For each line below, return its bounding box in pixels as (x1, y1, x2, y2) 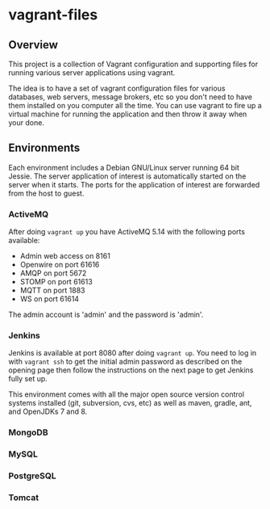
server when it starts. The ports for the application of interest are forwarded (8, 179, 260, 189)
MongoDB (8, 427, 48, 438)
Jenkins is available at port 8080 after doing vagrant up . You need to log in (8, 348, 257, 358)
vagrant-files (8, 6, 98, 24)
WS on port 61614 (19, 294, 79, 304)
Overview (8, 38, 59, 52)
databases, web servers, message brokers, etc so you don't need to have (8, 92, 252, 102)
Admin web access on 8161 (19, 251, 110, 261)
